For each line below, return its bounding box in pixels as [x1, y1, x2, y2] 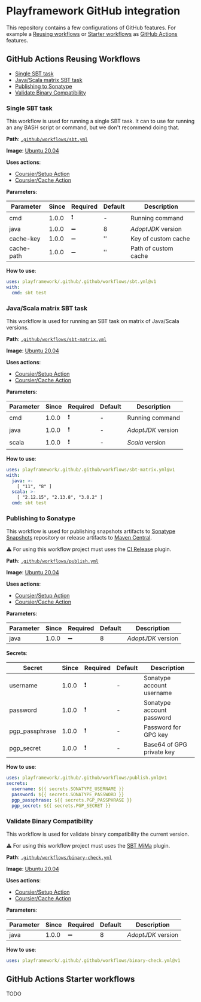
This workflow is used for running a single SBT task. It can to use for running [6, 118, 195, 125]
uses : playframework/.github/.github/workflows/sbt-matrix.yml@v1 [6, 467, 175, 473]
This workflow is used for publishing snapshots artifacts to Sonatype [6, 528, 175, 535]
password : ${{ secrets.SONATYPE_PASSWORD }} [11, 791, 124, 798]
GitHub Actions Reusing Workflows [6, 54, 141, 64]
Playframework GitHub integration [6, 4, 181, 18]
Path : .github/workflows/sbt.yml [6, 136, 88, 143]
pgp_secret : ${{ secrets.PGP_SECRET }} [11, 803, 111, 809]
